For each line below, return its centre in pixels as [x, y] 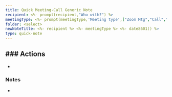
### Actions [25, 54]
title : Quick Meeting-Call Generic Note [49, 10]
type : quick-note [24, 34]
